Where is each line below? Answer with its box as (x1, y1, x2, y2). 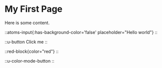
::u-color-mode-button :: (4, 58, 54, 64)
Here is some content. (4, 20, 50, 26)
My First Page (4, 3, 63, 15)
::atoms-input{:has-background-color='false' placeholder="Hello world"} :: (4, 29, 158, 35)
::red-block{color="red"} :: (4, 48, 59, 54)
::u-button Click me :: (4, 38, 48, 45)
